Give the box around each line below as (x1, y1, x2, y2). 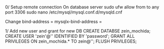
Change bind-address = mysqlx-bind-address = (5, 19, 102, 24)
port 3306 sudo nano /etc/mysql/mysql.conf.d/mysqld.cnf (5, 9, 123, 15)
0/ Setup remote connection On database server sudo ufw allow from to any (5, 4, 160, 10)
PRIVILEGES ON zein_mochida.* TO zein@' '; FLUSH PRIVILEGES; (5, 38, 137, 44)
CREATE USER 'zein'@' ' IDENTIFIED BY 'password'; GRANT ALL (5, 33, 135, 39)
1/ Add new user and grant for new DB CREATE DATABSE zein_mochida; (5, 28, 151, 33)
